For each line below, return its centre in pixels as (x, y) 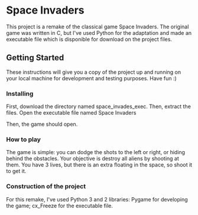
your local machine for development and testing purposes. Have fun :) (92, 78)
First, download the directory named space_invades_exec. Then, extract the (98, 106)
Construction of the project (46, 187)
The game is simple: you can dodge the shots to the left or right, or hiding (95, 152)
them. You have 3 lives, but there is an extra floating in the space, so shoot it (99, 165)
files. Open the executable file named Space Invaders (71, 113)
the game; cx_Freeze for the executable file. (60, 206)
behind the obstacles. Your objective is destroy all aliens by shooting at (92, 159)
